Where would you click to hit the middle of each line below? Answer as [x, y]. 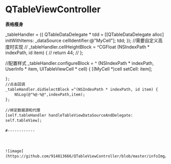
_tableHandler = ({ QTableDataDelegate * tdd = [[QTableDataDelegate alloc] [85, 34]
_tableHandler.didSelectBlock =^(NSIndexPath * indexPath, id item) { [82, 89]
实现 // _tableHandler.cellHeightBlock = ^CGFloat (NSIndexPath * [82, 46]
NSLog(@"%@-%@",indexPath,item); [50, 95]
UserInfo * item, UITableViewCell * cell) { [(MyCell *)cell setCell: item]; [79, 69]
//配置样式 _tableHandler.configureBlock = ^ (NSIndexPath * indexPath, [80, 63]
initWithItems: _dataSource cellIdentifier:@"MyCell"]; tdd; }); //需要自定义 [82, 40]
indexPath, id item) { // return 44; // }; [44, 53]
